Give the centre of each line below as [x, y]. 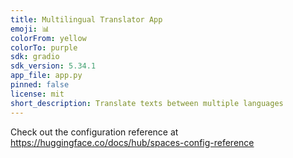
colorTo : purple [44, 47]
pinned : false [40, 85]
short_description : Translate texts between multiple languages [147, 103]
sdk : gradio [35, 57]
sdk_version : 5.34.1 [53, 66]
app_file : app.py [46, 76]
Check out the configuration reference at [94, 132]
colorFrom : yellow [48, 38]
